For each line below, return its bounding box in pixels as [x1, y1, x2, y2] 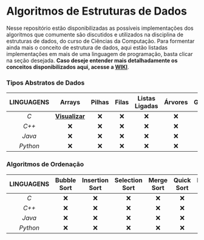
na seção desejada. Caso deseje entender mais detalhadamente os [6, 57, 178, 64]
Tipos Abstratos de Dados [6, 78, 85, 86]
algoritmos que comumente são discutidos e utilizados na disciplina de [6, 30, 184, 38]
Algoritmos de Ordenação [6, 160, 84, 169]
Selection [114, 175, 143, 184]
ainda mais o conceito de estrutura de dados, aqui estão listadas [6, 44, 168, 51]
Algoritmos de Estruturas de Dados [6, 4, 187, 18]
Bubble [55, 175, 76, 184]
